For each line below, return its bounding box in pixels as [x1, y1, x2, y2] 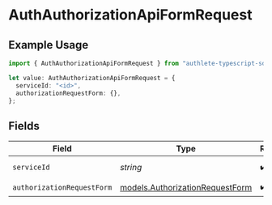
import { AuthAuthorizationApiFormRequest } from [8, 59, 180, 67]
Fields [8, 119, 40, 133]
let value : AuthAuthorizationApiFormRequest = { [8, 74, 176, 82]
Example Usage [8, 38, 89, 52]
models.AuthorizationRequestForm [120, 182, 253, 193]
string [120, 162, 142, 173]
